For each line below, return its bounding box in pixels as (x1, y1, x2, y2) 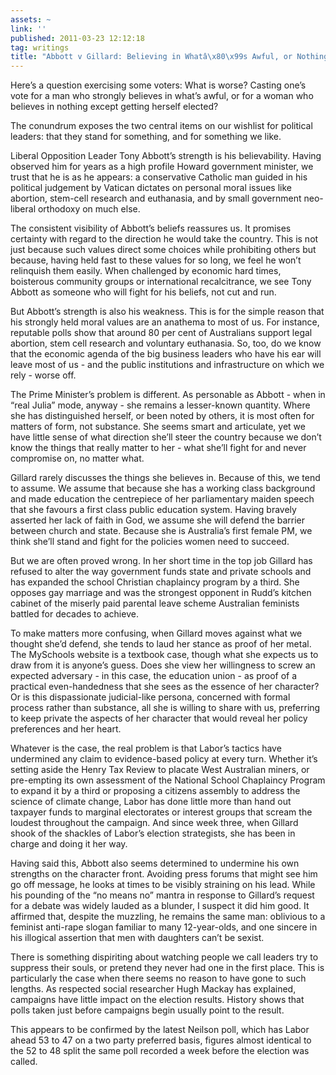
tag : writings (10, 42, 70, 53)
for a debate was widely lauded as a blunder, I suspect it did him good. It (10, 900, 310, 912)
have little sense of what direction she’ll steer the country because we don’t (10, 431, 322, 443)
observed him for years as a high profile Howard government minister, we (10, 161, 314, 173)
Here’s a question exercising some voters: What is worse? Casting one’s (10, 79, 307, 91)
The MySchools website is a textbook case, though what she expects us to (10, 649, 319, 661)
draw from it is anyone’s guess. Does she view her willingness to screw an (10, 659, 316, 671)
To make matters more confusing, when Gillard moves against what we (10, 627, 303, 640)
